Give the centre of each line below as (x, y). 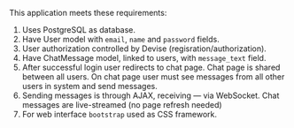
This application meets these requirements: (88, 13)
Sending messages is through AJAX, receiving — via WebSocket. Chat (151, 95)
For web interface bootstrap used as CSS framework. (119, 114)
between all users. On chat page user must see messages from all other (153, 77)
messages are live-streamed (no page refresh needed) (122, 105)
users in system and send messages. (89, 86)
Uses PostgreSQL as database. (78, 30)
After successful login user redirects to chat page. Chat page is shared (151, 67)
